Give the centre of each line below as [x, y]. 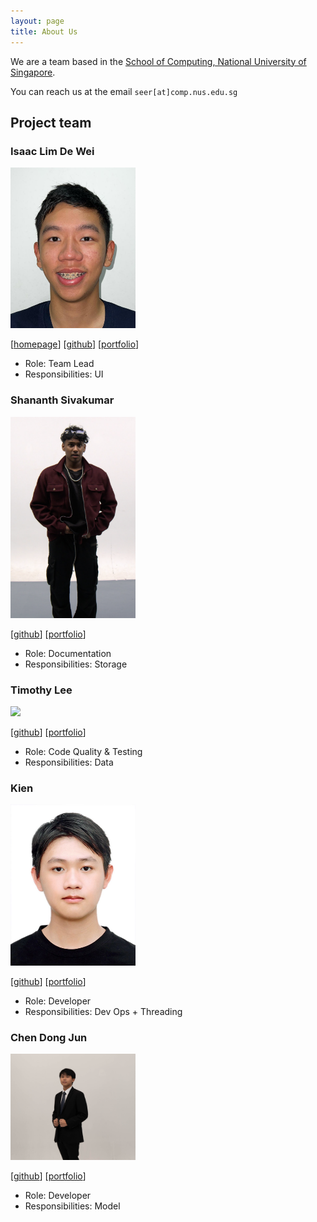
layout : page [37, 21]
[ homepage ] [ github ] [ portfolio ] [75, 344]
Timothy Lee [41, 690]
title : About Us [44, 31]
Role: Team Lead [59, 364]
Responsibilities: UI [64, 374]
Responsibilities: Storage [76, 664]
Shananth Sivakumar [62, 400]
